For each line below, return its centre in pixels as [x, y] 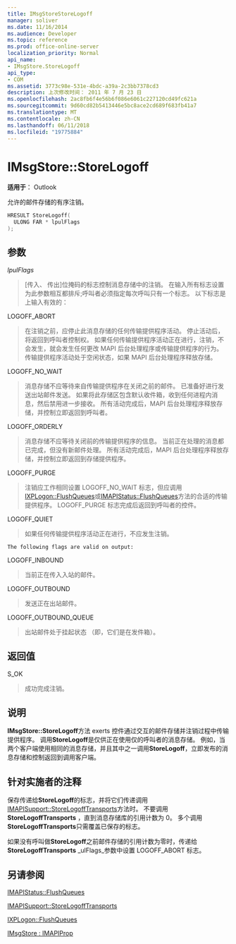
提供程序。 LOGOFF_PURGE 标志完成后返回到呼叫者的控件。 [112, 504]
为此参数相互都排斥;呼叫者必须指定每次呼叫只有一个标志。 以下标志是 [125, 293]
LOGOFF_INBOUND [36, 560]
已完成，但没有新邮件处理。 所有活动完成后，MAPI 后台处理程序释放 [124, 449]
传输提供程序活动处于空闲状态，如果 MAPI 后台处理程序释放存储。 [120, 357]
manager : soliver [33, 20]
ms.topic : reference [38, 40]
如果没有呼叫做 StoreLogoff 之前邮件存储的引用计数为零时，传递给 [102, 842]
